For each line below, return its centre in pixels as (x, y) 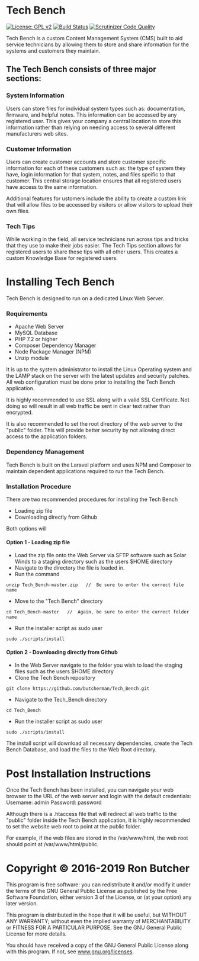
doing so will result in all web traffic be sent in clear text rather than (88, 406)
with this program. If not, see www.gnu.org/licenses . (70, 952)
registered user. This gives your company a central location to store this (94, 121)
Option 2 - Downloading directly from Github (62, 652)
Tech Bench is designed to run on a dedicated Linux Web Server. (85, 298)
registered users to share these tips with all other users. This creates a (92, 252)
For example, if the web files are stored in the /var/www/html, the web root (97, 838)
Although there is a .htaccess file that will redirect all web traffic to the (92, 814)
